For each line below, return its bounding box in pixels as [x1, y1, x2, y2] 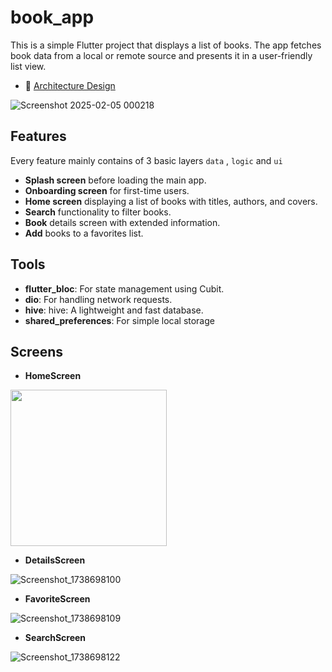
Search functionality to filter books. [24, 206, 172, 218]
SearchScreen [24, 632, 87, 644]
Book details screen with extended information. [24, 216, 221, 228]
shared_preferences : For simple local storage [24, 314, 215, 326]
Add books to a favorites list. [24, 227, 144, 239]
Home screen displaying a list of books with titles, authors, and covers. [24, 195, 318, 207]
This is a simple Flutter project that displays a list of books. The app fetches [10, 39, 322, 51]
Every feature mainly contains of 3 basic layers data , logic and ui [10, 154, 283, 166]
